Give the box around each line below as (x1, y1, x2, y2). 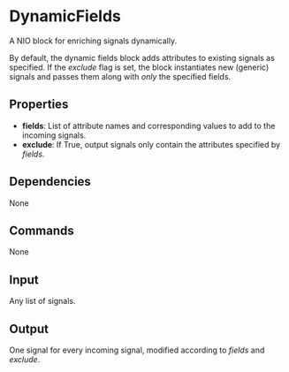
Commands (9, 223, 75, 238)
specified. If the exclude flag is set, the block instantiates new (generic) (9, 62, 270, 72)
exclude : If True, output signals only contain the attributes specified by (21, 139, 281, 149)
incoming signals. (21, 130, 87, 140)
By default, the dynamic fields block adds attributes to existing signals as (9, 52, 276, 63)
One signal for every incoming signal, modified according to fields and (9, 345, 265, 355)
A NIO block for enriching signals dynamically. (9, 35, 178, 46)
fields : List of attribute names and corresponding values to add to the (21, 120, 276, 131)
